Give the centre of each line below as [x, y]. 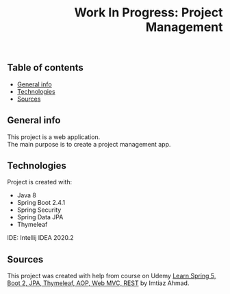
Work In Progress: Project [149, 13]
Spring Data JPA [40, 217]
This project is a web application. [54, 137]
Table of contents [45, 68]
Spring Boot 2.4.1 [41, 203]
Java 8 [26, 195]
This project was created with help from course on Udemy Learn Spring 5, [112, 276]
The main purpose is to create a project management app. [89, 144]
